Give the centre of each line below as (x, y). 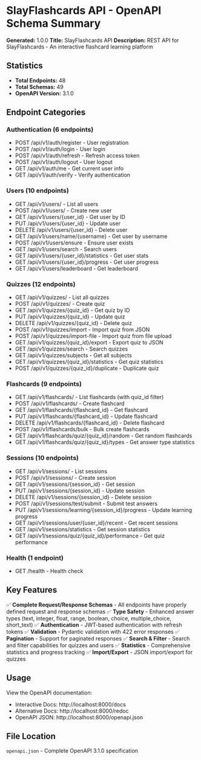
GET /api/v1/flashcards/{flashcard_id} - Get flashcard (81, 410)
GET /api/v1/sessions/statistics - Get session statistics (82, 529)
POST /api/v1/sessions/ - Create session (65, 477)
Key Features (32, 590)
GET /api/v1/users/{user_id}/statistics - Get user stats (82, 255)
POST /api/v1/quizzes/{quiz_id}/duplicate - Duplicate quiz (87, 368)
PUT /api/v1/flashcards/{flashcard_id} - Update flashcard (86, 417)
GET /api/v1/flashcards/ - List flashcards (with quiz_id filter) (89, 397)
